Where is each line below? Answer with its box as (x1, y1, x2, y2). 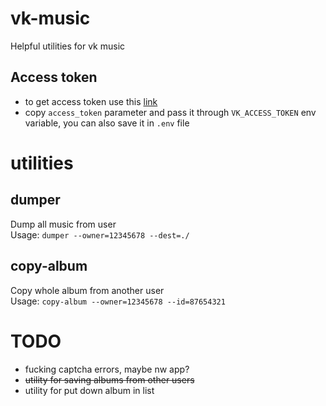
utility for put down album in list (24, 384, 155, 396)
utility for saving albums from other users (24, 373, 195, 386)
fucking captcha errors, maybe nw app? (24, 363, 190, 375)
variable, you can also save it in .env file (24, 117, 190, 129)
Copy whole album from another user (10, 284, 165, 296)
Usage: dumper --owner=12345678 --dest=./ (10, 228, 190, 241)
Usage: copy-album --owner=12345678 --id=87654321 (10, 295, 226, 307)
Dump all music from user (10, 218, 117, 230)
